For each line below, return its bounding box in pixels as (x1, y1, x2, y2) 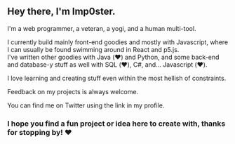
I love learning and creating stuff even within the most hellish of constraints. (7, 74, 227, 82)
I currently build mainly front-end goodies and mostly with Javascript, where (7, 38, 229, 46)
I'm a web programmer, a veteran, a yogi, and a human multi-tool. (7, 24, 196, 32)
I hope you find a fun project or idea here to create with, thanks (7, 119, 226, 129)
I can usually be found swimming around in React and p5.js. (7, 45, 180, 53)
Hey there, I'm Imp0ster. (7, 6, 116, 18)
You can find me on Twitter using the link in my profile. (7, 101, 165, 110)
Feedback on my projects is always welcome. (7, 87, 139, 96)
